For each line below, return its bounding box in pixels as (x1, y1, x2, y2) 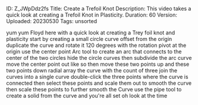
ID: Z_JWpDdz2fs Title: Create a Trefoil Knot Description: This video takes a (6, 5, 191, 12)
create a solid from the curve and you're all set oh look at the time (6, 92, 168, 99)
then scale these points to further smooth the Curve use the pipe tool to (6, 86, 182, 93)
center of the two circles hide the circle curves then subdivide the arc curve (6, 55, 192, 61)
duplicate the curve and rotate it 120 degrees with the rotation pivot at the (6, 42, 187, 49)
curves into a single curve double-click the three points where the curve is (6, 74, 188, 80)
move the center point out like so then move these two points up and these (6, 61, 190, 68)
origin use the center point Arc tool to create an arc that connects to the (6, 48, 183, 55)
